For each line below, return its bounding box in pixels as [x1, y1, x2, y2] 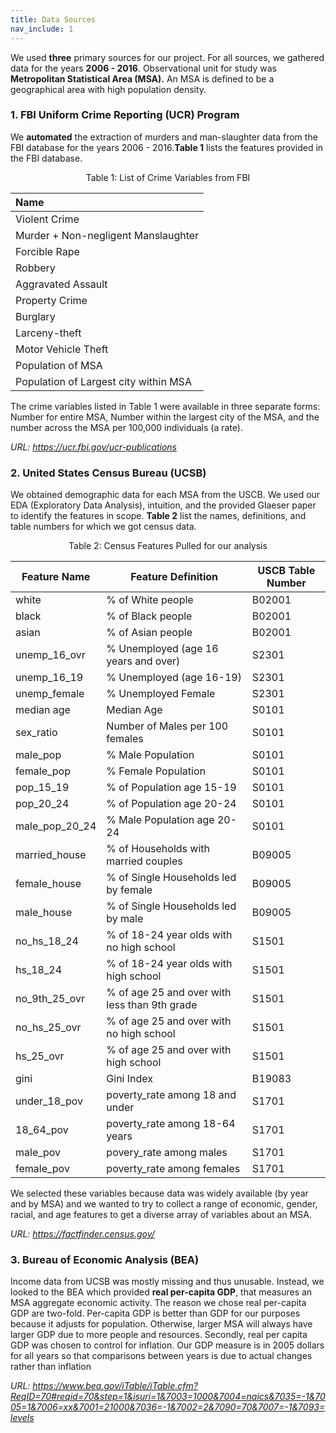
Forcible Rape [15, 244, 80, 258]
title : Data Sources [10, 14, 97, 25]
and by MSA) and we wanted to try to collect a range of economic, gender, [10, 1198, 318, 1210]
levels [10, 1412, 35, 1424]
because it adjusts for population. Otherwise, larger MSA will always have [10, 1318, 313, 1330]
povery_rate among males [106, 1146, 228, 1160]
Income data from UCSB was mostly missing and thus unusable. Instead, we [10, 1276, 325, 1288]
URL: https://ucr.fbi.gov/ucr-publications [10, 441, 177, 453]
